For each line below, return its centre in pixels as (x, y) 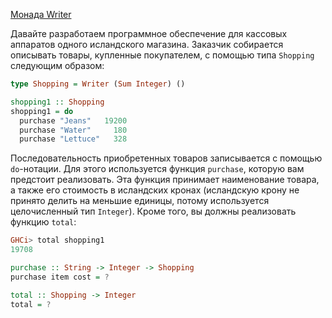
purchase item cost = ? (60, 277)
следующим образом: (57, 65)
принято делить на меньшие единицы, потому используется (140, 201)
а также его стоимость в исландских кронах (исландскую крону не (155, 190)
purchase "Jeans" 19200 (73, 120)
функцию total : (43, 222)
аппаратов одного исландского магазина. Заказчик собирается (147, 44)
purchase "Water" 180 (73, 130)
